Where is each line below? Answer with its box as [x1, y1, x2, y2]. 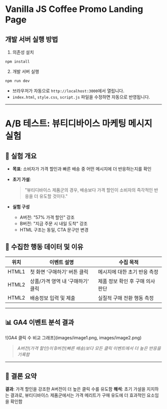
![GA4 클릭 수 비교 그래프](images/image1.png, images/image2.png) [5, 334, 142, 340]
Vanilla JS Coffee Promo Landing [5, 3, 143, 15]
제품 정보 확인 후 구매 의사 [97, 278, 156, 285]
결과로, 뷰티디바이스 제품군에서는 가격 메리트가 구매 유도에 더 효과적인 [10, 392, 146, 399]
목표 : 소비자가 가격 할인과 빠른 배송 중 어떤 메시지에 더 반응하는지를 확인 [12, 166, 152, 172]
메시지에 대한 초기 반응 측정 [97, 268, 159, 275]
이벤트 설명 [49, 259, 74, 266]
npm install [5, 59, 30, 64]
